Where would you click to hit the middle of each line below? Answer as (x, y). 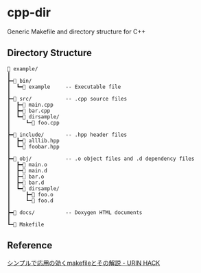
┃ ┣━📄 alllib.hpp (33, 141)
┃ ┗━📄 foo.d (30, 200)
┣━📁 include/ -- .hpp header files (67, 135)
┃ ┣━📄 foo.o (30, 194)
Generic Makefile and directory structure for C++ (76, 31)
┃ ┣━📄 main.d (27, 170)
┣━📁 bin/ (20, 81)
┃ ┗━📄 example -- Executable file (64, 87)
